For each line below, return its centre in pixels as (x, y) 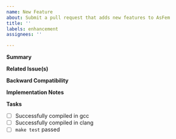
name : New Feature (30, 12)
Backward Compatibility (37, 81)
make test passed (37, 130)
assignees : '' (24, 35)
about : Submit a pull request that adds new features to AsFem (88, 18)
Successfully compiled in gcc (52, 116)
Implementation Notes (35, 92)
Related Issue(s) (27, 69)
